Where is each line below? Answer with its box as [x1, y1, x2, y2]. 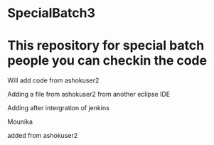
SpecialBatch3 [7, 5, 96, 21]
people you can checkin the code [7, 53, 208, 69]
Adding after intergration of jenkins [7, 104, 110, 112]
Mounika [7, 117, 33, 126]
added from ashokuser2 [7, 131, 78, 140]
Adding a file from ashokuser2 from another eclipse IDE [7, 90, 171, 99]
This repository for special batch [7, 38, 205, 54]
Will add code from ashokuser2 [7, 76, 100, 85]
